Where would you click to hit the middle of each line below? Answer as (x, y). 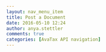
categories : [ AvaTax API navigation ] (54, 39)
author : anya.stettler (35, 28)
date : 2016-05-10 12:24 (36, 23)
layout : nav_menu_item (35, 12)
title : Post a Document (36, 17)
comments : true (25, 34)
